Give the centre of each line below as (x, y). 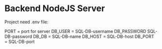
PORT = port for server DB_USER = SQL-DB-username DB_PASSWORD (75, 31)
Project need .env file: (26, 22)
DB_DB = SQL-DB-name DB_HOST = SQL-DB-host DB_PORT (94, 36)
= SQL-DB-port (20, 41)
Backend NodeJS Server (55, 8)
